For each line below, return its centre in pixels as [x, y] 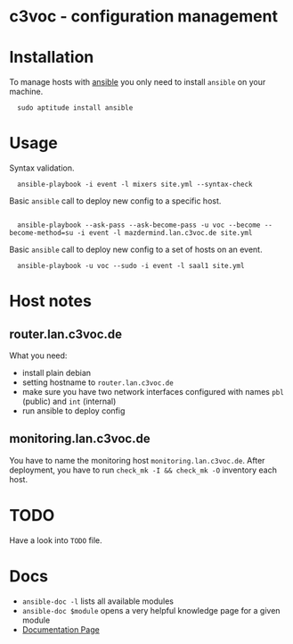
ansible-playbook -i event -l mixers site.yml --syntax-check [135, 185]
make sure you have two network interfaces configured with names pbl [153, 392]
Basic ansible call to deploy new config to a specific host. [115, 201]
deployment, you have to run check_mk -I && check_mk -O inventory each [143, 470]
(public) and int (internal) [69, 401]
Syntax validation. [42, 168]
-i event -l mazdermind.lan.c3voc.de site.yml [165, 233]
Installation [52, 58]
